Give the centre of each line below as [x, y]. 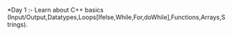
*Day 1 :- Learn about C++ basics [56, 10]
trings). [17, 24]
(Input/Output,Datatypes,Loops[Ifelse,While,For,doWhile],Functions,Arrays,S [116, 17]
